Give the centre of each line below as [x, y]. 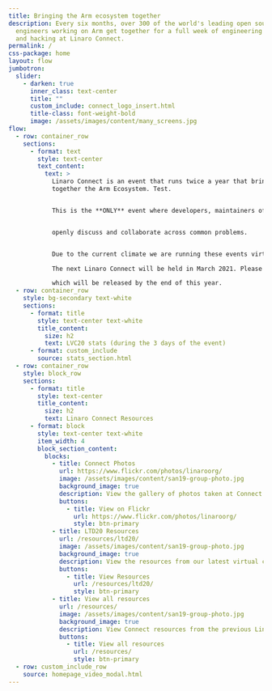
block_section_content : [77, 449]
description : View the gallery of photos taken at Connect [161, 494]
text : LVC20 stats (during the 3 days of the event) [135, 343]
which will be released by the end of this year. [137, 283]
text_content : [61, 167]
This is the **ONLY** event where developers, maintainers [153, 210]
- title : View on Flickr [108, 509]
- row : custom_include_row [61, 667]
